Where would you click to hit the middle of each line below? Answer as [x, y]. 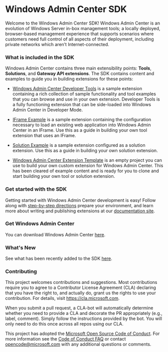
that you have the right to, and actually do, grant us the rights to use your [81, 293]
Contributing [21, 271]
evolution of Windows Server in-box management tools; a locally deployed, [83, 28]
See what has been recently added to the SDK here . [59, 258]
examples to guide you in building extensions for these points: [69, 79]
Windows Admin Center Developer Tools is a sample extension [77, 89]
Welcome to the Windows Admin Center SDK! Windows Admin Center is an [83, 23]
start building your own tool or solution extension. [64, 176]
